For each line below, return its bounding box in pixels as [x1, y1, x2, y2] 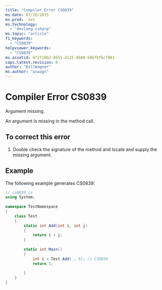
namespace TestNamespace [5, 204, 58, 209]
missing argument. [12, 152, 52, 158]
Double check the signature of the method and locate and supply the [12, 146, 157, 152]
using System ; [5, 195, 36, 200]
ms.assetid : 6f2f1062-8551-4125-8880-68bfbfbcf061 [5, 55, 115, 60]
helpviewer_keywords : [5, 45, 51, 51]
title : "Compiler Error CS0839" [5, 7, 74, 13]
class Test [14, 213, 38, 219]
